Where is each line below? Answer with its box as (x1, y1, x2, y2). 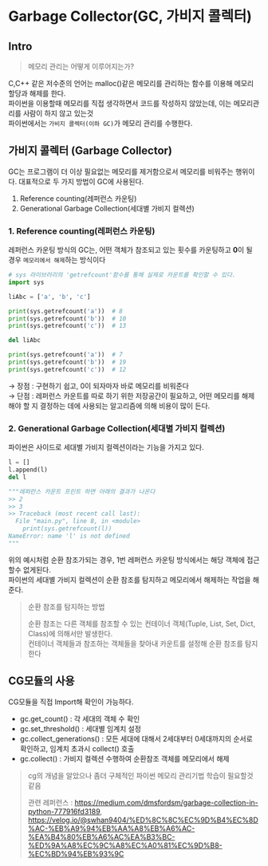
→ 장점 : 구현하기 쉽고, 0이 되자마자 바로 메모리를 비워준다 (8, 380, 189, 391)
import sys (8, 278, 45, 286)
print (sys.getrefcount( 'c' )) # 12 (8, 365, 127, 373)
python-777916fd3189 (27, 806, 100, 816)
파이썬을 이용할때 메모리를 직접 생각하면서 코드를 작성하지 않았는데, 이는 (8, 99, 232, 108)
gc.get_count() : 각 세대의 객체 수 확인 (19, 714, 140, 723)
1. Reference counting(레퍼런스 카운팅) (8, 225, 156, 236)
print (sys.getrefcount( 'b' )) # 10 (8, 314, 127, 323)
